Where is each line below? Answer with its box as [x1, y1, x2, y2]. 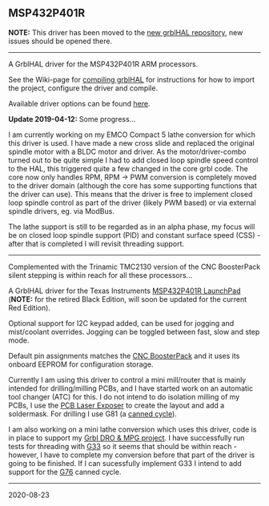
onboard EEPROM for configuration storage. [8, 359, 154, 369]
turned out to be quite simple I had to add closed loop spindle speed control [8, 155, 259, 165]
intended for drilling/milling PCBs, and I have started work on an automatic [8, 384, 254, 393]
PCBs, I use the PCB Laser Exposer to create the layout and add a [8, 400, 225, 410]
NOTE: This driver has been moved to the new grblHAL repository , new [8, 27, 243, 37]
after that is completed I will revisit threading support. [8, 239, 185, 248]
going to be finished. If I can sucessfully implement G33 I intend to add [8, 458, 242, 468]
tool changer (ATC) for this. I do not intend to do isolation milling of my [8, 392, 240, 401]
